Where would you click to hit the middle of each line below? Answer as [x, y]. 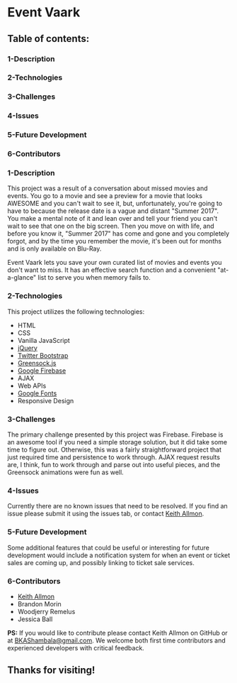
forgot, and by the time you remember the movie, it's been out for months [114, 241]
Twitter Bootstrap [43, 355]
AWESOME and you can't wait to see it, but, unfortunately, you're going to [115, 204]
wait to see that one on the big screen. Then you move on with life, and [111, 226]
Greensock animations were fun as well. [65, 472]
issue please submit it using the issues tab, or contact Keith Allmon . [106, 514]
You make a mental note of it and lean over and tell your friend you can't [112, 219]
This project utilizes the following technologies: [76, 311]
